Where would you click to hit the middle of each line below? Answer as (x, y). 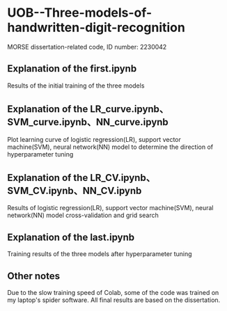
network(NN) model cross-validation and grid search (83, 215)
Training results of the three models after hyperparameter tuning (100, 254)
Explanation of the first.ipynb (72, 69)
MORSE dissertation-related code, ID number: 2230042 (87, 47)
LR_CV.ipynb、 (123, 178)
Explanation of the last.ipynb (71, 237)
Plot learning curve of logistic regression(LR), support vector (94, 139)
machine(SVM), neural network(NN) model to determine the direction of (110, 147)
